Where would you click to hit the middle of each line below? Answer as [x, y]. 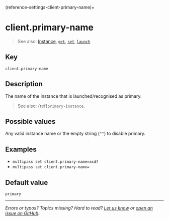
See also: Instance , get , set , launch [54, 41]
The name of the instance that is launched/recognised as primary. [73, 96]
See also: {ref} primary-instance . [51, 106]
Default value [27, 182]
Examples [21, 149]
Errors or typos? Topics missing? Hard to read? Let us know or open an [79, 208]
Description [24, 84]
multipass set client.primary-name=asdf [55, 162]
